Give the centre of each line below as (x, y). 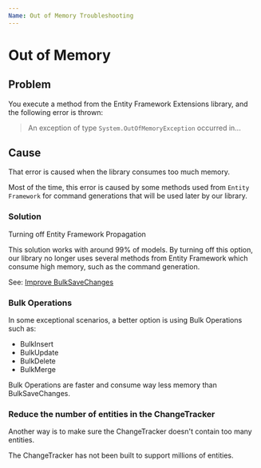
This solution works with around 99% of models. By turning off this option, (130, 249)
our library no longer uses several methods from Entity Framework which (128, 258)
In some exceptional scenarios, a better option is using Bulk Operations (125, 320)
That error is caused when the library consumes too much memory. (119, 172)
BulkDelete (38, 361)
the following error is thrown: (56, 112)
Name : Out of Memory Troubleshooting (71, 16)
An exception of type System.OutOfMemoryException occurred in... (134, 128)
